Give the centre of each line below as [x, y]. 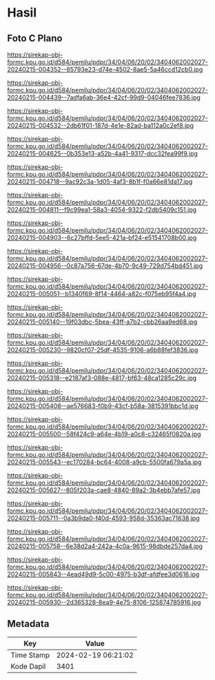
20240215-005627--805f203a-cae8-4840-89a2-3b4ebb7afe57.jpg [104, 490]
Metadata [28, 624]
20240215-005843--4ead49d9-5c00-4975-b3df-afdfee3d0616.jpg [103, 574]
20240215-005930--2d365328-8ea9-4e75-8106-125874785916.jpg [104, 602]
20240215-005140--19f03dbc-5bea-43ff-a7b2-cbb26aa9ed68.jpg [102, 322]
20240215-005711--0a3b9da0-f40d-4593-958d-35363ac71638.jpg [103, 518]
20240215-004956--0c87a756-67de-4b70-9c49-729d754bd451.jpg [105, 266]
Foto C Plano [35, 38]
